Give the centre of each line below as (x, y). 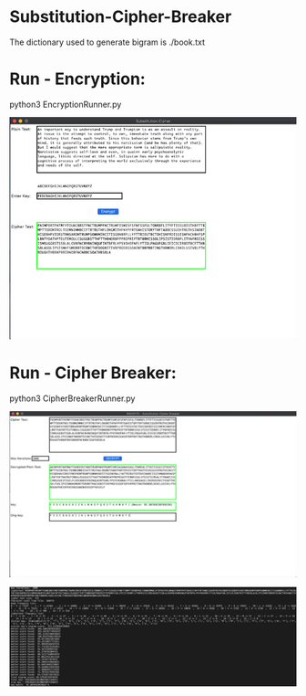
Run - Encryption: (77, 79)
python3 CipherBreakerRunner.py (72, 398)
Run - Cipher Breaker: (93, 373)
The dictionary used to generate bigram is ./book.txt (107, 42)
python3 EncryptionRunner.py (66, 104)
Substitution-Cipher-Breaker (121, 17)
